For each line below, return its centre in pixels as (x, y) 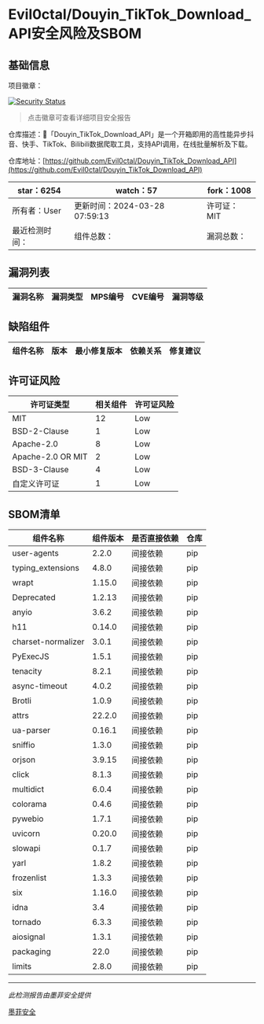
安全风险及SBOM (86, 34)
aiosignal (29, 937)
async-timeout (40, 686)
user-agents (35, 553)
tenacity (27, 671)
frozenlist (29, 878)
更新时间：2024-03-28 (119, 206)
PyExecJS (31, 656)
